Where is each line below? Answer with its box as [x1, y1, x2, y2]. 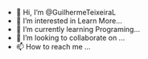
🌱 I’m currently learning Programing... [15, 25, 141, 33]
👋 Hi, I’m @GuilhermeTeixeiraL [15, 8, 117, 17]
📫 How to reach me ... [15, 42, 91, 51]
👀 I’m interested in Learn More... [15, 16, 122, 26]
